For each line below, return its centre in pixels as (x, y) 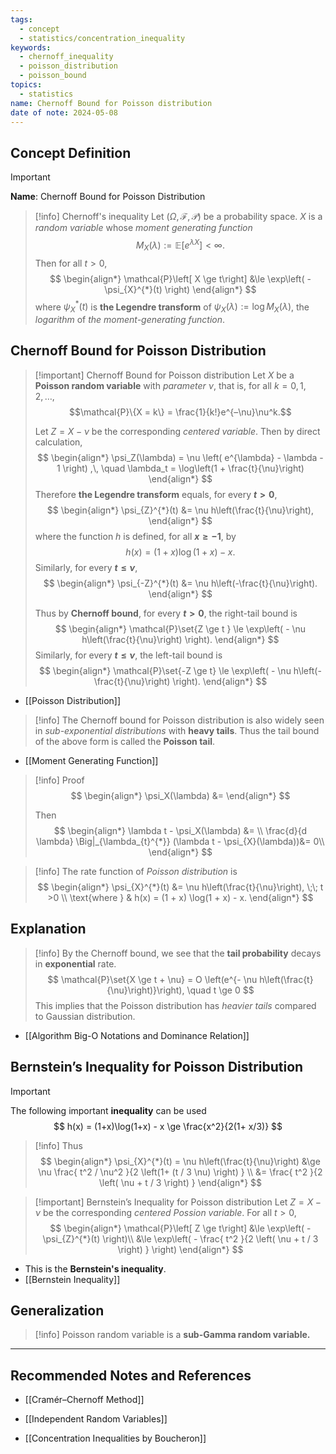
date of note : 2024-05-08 (64, 112)
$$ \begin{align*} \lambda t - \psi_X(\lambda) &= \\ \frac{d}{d (180, 830)
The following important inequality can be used (108, 1110)
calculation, (58, 442)
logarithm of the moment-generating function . (130, 320)
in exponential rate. (75, 963)
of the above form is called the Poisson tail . (125, 741)
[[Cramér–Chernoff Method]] (84, 1400)
